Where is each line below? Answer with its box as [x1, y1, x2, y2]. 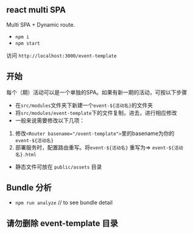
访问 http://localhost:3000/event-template [6, 52, 117, 59]
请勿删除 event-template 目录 [6, 218, 119, 229]
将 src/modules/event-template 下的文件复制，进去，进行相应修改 [15, 109, 177, 116]
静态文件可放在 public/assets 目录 [15, 163, 102, 170]
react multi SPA [6, 5, 66, 15]
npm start [15, 40, 41, 46]
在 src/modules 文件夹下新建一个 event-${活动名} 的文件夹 [15, 102, 153, 109]
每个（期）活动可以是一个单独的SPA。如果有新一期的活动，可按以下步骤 [6, 88, 188, 96]
